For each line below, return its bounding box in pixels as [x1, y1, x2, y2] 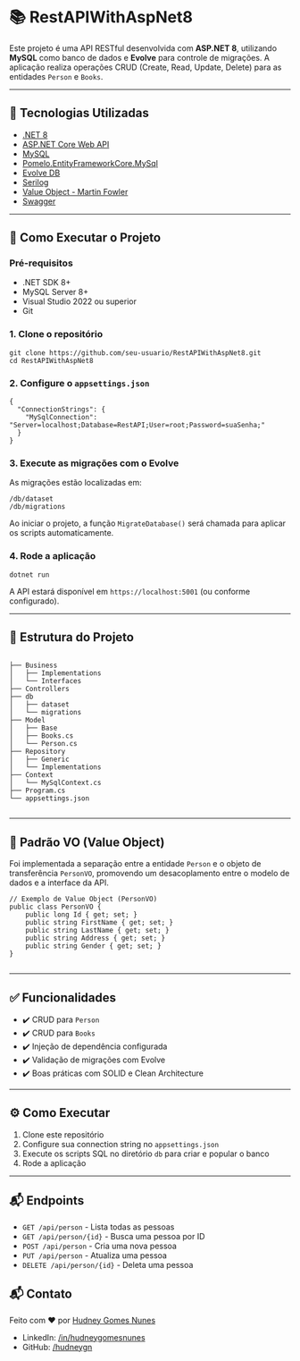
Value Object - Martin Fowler [21, 186, 129, 197]
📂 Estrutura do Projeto [9, 630, 134, 645]
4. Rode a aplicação [9, 550, 96, 562]
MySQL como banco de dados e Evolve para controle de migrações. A [9, 52, 271, 63]
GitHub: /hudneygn [21, 1341, 93, 1352]
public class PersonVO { [9, 902, 102, 912]
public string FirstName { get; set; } [25, 918, 174, 927]
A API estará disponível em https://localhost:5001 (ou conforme [9, 586, 251, 596]
